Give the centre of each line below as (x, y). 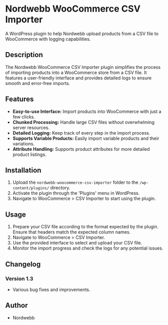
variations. (24, 144)
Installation (23, 170)
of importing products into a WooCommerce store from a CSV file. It (76, 72)
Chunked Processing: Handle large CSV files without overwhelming (83, 122)
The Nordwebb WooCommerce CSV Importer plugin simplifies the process (83, 67)
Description (24, 55)
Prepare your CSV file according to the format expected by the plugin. (85, 227)
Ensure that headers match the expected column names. (71, 232)
